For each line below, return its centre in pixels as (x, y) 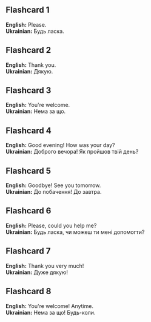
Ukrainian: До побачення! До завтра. (54, 192)
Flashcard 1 (28, 10)
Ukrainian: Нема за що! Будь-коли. (51, 312)
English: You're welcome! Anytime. (50, 306)
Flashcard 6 (29, 211)
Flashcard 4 (29, 130)
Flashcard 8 (29, 291)
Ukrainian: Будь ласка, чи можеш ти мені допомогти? (75, 232)
